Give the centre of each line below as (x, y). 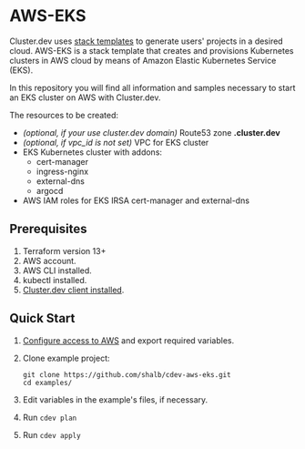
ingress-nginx (62, 171)
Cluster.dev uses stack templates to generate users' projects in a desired (147, 41)
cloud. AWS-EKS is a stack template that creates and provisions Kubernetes (152, 50)
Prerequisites (48, 229)
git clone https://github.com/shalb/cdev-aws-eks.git (127, 374)
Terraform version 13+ (64, 250)
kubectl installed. (55, 280)
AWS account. (49, 260)
